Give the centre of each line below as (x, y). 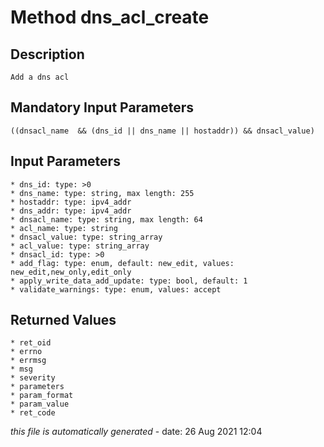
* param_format (42, 396)
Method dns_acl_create (110, 17)
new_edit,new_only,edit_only (71, 272)
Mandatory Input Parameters (102, 107)
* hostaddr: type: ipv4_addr (71, 202)
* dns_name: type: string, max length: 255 (102, 193)
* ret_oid (31, 343)
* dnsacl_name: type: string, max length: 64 (106, 219)
